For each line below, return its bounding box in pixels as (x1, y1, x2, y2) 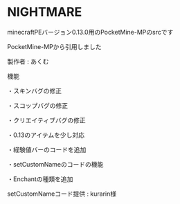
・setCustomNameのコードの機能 (7, 160, 104, 168)
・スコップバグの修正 (7, 101, 68, 109)
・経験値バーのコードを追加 (7, 145, 87, 154)
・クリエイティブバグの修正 (7, 115, 86, 124)
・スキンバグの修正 (7, 86, 62, 95)
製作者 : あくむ (7, 57, 49, 66)
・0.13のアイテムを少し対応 (7, 131, 85, 139)
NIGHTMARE (7, 4, 82, 20)
